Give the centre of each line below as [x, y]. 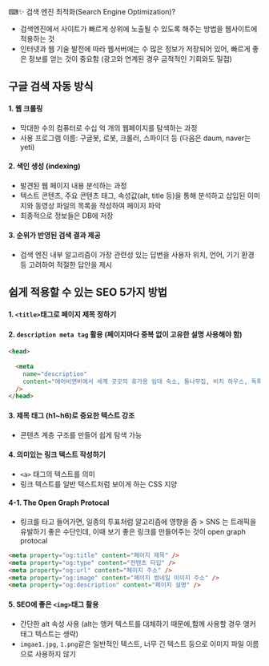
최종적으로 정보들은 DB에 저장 [66, 216]
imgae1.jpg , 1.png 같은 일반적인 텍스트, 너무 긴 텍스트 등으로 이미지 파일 [132, 644]
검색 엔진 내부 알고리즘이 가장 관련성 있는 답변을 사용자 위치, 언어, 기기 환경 [137, 254]
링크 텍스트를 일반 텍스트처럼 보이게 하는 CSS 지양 [98, 484]
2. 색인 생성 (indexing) [44, 166]
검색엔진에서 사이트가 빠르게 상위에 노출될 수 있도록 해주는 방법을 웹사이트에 [139, 29]
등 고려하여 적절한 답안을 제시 [66, 264]
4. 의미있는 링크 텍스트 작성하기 [57, 454]
